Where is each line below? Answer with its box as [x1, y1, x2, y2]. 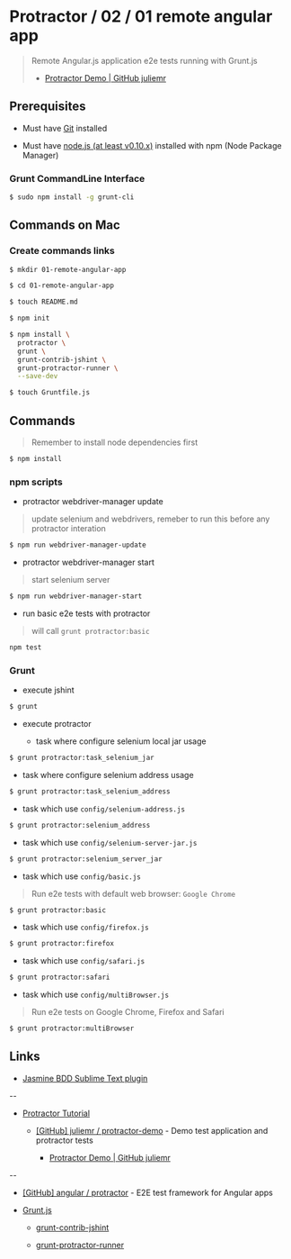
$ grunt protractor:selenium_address [9, 820, 151, 829]
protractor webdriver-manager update [22, 496, 163, 507]
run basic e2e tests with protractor [22, 608, 151, 619]
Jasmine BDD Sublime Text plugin [22, 1073, 148, 1083]
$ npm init [9, 313, 50, 323]
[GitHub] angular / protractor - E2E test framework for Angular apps [22, 1187, 274, 1198]
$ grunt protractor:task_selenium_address [9, 786, 171, 796]
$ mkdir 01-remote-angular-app [9, 265, 127, 274]
